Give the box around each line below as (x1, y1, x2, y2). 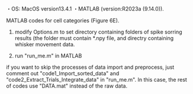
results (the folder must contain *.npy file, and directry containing (14, 35, 174, 42)
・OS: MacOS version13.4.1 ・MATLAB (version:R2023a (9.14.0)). (6, 5, 164, 12)
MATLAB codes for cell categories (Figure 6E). (6, 17, 120, 24)
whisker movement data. (14, 41, 75, 48)
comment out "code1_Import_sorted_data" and (6, 70, 120, 77)
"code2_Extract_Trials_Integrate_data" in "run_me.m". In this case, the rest (6, 76, 188, 83)
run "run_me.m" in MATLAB (14, 52, 82, 59)
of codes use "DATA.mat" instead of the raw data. (6, 82, 128, 89)
